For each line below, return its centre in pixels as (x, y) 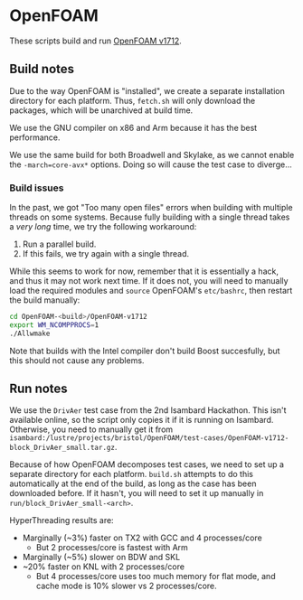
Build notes (42, 69)
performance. (35, 137)
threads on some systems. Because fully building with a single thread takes (150, 217)
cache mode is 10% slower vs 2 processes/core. (126, 586)
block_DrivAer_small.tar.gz (62, 448)
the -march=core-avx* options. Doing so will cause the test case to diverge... (151, 164)
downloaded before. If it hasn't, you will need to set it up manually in (137, 493)
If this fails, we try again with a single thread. (106, 254)
